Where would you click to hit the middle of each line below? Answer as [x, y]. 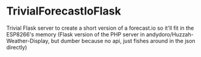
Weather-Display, [28, 41]
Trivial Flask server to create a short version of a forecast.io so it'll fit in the [100, 28]
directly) [17, 47]
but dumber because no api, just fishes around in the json [123, 41]
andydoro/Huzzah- [170, 34]
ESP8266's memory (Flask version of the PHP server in [76, 34]
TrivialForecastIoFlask [64, 11]
